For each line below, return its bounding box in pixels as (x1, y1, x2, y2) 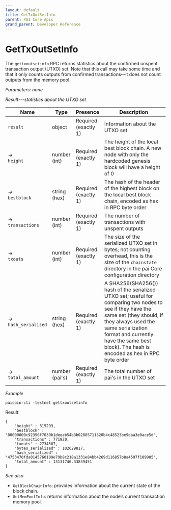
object (51, 123, 67, 131)
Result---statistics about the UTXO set (5, 96, 87, 103)
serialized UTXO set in (104, 240, 158, 247)
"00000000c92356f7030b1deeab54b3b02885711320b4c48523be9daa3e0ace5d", (5, 432, 158, 438)
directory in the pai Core (104, 265, 162, 272)
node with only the (104, 151, 149, 158)
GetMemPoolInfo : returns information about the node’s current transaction (12, 493, 165, 500)
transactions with (104, 219, 146, 226)
